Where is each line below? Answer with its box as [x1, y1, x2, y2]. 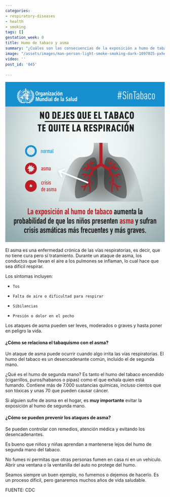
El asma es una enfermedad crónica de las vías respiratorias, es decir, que [5, 247, 160, 254]
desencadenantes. [5, 431, 44, 437]
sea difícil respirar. [5, 263, 44, 269]
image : [5, 51, 19, 56]
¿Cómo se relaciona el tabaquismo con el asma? [5, 339, 109, 346]
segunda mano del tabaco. [5, 446, 61, 452]
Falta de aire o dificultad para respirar [12, 294, 104, 299]
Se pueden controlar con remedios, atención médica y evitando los [5, 426, 145, 432]
